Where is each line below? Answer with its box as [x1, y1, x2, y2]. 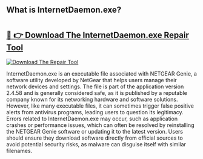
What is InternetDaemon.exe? [6, 5, 122, 15]
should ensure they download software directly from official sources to [6, 134, 183, 141]
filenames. [6, 148, 33, 154]
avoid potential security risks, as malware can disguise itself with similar [6, 141, 187, 148]
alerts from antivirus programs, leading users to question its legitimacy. [6, 109, 184, 115]
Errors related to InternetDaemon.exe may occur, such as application [6, 115, 178, 122]
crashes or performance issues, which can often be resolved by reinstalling [6, 122, 195, 129]
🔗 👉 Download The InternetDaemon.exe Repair [6, 30, 190, 40]
